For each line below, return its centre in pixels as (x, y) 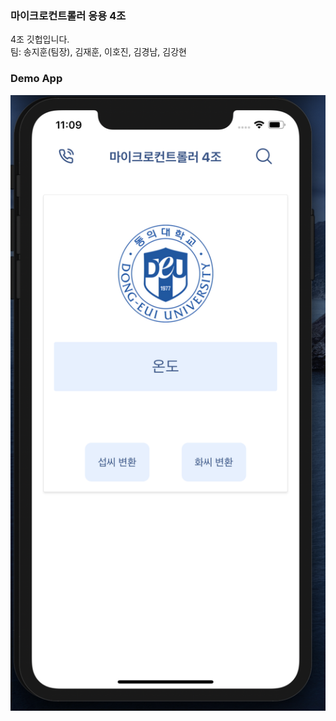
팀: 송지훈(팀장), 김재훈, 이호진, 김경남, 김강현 (98, 52)
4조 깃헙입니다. (40, 39)
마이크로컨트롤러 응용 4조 (68, 15)
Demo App (36, 79)
